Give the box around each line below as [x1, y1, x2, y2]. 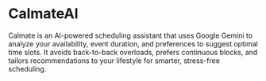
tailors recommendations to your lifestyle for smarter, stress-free [8, 56, 221, 65]
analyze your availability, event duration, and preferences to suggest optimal [8, 39, 258, 48]
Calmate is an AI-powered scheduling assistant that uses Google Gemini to [8, 31, 253, 40]
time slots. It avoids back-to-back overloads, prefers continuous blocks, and [8, 47, 258, 57]
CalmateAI [8, 5, 79, 23]
